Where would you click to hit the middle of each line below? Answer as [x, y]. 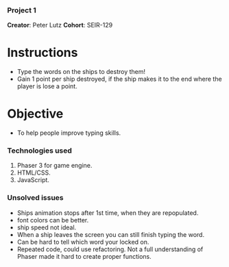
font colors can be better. [53, 220]
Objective [35, 114]
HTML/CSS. [34, 173]
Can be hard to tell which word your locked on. [83, 242]
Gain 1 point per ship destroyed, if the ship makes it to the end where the [119, 79]
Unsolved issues [35, 198]
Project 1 [22, 10]
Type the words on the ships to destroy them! [81, 72]
